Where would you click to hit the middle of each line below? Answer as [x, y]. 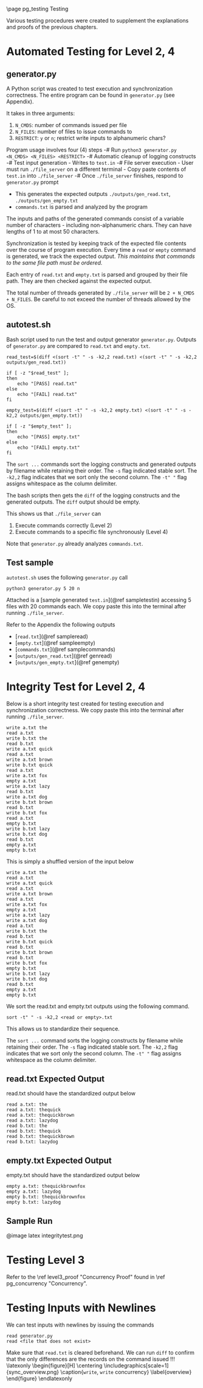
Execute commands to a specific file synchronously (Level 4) [91, 532]
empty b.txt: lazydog [34, 1202]
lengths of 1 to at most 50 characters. [53, 231]
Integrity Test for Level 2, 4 [76, 686]
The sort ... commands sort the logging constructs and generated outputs [101, 464]
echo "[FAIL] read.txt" [47, 394]
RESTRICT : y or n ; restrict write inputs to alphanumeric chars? [90, 138]
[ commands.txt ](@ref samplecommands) [65, 649]
